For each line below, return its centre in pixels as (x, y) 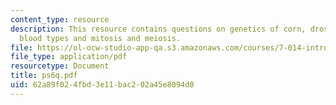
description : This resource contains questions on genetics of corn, (158, 29)
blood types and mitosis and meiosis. (100, 38)
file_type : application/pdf (69, 57)
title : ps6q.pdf (44, 76)
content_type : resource (60, 19)
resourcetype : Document (60, 66)
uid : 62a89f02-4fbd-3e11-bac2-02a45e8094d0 (102, 85)
